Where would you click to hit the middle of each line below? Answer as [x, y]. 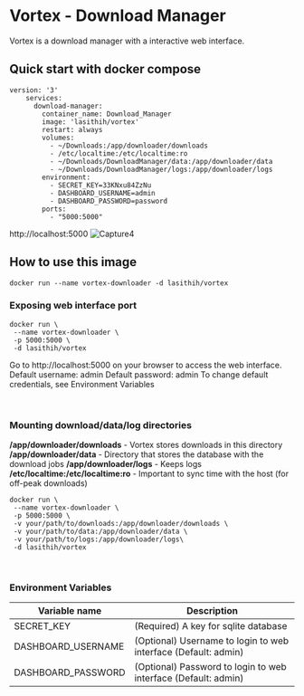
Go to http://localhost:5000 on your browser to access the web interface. [146, 365]
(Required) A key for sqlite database [211, 626]
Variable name [70, 611]
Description [212, 611]
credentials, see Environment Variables [82, 384]
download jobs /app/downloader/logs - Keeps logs [105, 464]
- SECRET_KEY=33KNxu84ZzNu [100, 185]
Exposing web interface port [73, 306]
